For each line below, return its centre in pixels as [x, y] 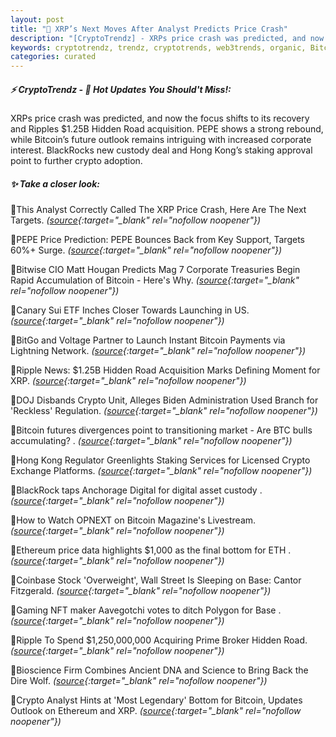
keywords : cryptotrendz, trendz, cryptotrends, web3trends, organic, [158, 47]
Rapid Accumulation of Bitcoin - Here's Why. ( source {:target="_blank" [155, 280]
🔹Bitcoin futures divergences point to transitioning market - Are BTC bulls [161, 430]
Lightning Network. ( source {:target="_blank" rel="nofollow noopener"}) [158, 351]
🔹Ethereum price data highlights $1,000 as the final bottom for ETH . [151, 550]
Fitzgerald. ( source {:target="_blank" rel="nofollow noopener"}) [141, 591]
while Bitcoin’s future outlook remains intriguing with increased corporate [161, 140]
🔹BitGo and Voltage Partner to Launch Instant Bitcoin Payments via [148, 340]
